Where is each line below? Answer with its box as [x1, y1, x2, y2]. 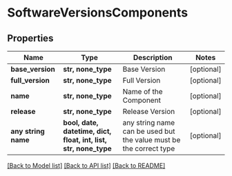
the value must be [122, 135, 181, 144]
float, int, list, [63, 135, 107, 144]
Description [133, 53, 173, 62]
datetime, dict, [63, 126, 112, 136]
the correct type [122, 144, 175, 153]
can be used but [122, 126, 175, 136]
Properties [7, 32, 54, 44]
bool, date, [63, 118, 99, 127]
